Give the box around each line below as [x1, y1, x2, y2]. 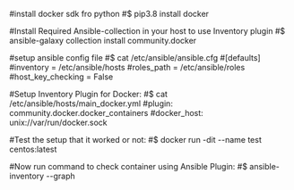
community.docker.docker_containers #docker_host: [9, 108, 203, 118]
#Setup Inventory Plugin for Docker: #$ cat [9, 89, 169, 99]
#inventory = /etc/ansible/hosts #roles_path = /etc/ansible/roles [9, 62, 246, 72]
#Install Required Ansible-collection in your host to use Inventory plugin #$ [9, 26, 286, 36]
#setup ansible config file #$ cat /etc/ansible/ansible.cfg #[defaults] [9, 53, 262, 62]
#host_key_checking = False [9, 71, 114, 82]
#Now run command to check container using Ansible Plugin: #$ [9, 161, 248, 171]
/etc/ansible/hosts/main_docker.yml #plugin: [9, 98, 173, 109]
